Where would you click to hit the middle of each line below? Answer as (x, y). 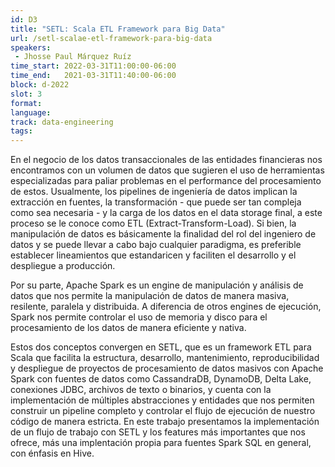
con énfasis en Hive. (52, 453)
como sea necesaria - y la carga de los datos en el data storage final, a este (166, 213)
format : (26, 103)
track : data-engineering (62, 122)
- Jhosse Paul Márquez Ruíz (73, 57)
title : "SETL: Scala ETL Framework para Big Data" (118, 29)
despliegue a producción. (63, 266)
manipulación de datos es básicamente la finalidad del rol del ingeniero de (163, 234)
